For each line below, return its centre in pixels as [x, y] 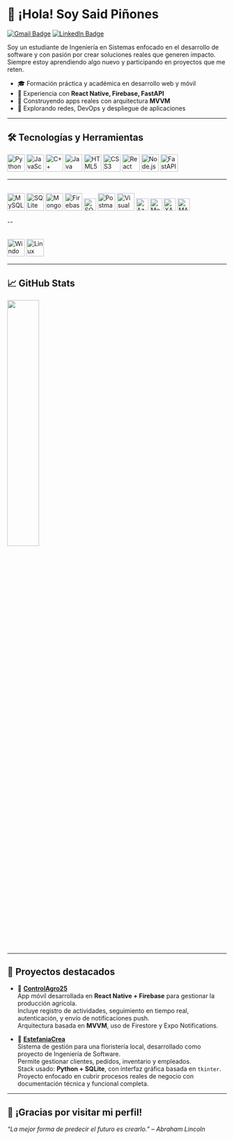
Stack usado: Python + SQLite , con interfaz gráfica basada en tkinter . [119, 1069]
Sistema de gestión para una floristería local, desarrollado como [109, 1046]
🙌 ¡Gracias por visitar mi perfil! [75, 1112]
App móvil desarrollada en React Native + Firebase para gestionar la [116, 996]
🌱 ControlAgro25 [42, 988]
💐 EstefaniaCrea [41, 1039]
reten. [16, 69]
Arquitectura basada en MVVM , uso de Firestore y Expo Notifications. [118, 1025]
